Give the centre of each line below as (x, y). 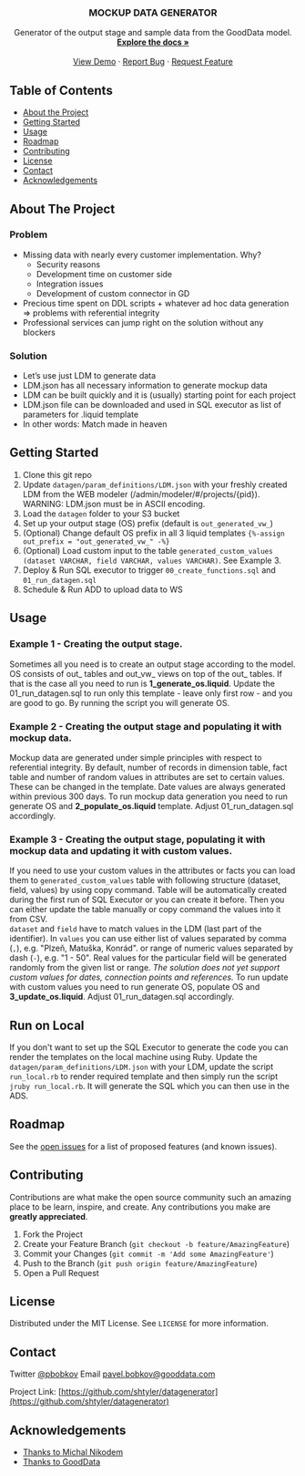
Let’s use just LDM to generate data (89, 376)
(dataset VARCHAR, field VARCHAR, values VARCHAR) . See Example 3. (152, 560)
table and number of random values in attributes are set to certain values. (147, 776)
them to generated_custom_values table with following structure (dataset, (145, 880)
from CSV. (29, 920)
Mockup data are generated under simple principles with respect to (136, 757)
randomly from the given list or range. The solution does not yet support (145, 968)
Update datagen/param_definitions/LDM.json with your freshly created (155, 484)
